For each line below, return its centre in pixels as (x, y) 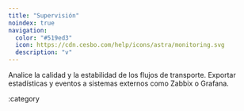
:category (24, 99)
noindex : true (32, 23)
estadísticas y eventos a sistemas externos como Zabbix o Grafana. (119, 83)
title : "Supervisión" (44, 15)
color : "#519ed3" (44, 38)
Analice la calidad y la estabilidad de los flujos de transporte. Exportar (122, 75)
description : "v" (44, 52)
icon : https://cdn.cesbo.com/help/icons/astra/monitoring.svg (120, 45)
